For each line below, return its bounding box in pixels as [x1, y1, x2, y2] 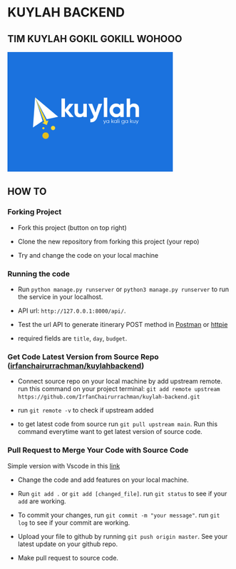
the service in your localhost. [17, 292, 103, 301]
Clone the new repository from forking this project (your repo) [17, 237, 200, 246]
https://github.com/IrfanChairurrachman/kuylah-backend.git [17, 393, 200, 401]
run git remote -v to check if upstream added [17, 406, 154, 415]
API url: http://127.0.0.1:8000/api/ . [17, 306, 126, 315]
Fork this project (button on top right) [17, 223, 127, 232]
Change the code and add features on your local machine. [17, 475, 189, 484]
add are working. [17, 497, 66, 505]
